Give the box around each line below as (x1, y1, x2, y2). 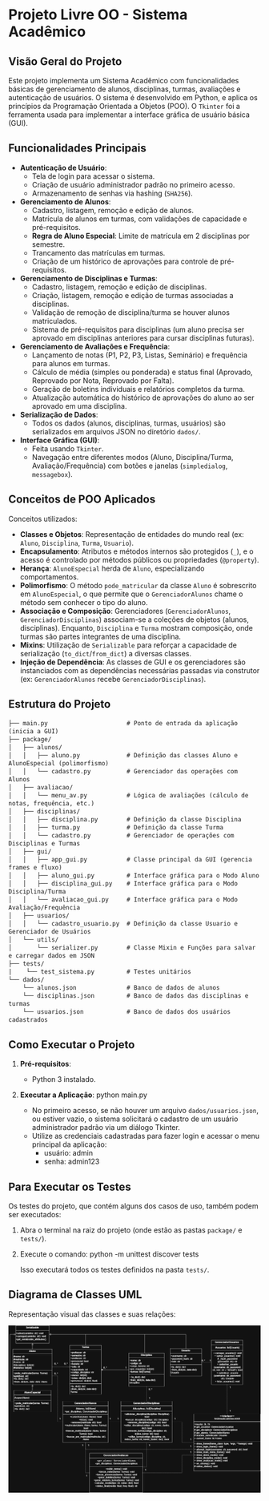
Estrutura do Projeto (8, 697, 111, 711)
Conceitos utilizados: (8, 514, 78, 523)
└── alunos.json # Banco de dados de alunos (22, 984, 220, 992)
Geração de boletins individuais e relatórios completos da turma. (31, 384, 246, 393)
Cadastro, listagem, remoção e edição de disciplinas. (31, 282, 207, 292)
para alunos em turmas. (31, 358, 110, 368)
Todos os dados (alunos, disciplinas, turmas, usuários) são (31, 418, 226, 428)
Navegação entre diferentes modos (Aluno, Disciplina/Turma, (31, 452, 234, 462)
